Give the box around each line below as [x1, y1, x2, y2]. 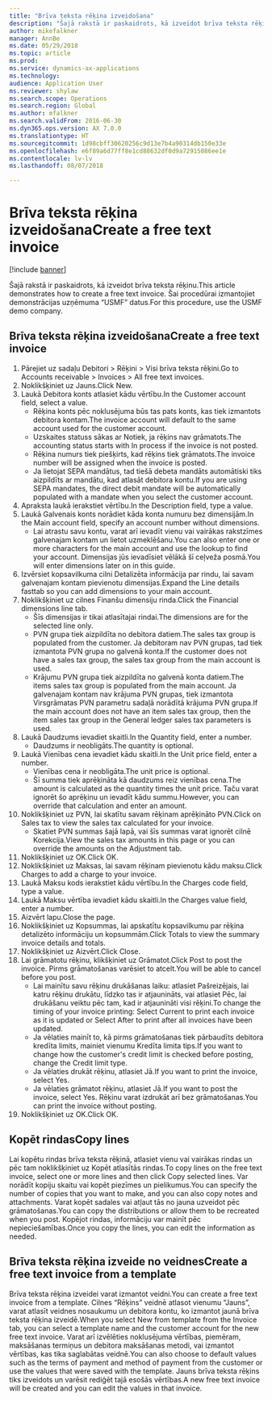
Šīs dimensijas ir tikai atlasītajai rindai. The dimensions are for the [32, 612, 249, 621]
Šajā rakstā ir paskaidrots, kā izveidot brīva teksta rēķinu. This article [9, 280, 236, 291]
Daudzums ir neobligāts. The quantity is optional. [32, 740, 195, 751]
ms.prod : [9, 57, 39, 65]
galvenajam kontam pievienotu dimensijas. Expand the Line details [20, 578, 241, 588]
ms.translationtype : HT [9, 132, 90, 140]
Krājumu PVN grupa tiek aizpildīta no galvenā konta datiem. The [32, 671, 245, 682]
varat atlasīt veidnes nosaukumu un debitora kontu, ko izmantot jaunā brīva [9, 1306, 259, 1315]
